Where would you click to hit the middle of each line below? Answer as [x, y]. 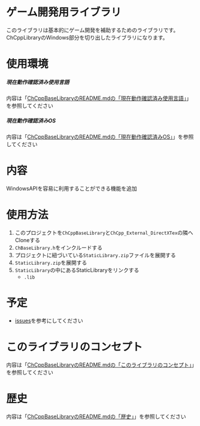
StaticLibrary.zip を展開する [51, 262]
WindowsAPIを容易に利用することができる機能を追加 [72, 188]
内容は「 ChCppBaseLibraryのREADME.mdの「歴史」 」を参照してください [96, 416]
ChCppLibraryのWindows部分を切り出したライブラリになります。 [87, 37]
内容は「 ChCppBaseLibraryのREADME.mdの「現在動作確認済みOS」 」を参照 [100, 137]
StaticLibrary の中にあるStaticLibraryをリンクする [77, 270]
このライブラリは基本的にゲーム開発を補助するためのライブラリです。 [93, 30]
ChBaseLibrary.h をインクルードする [59, 247]
